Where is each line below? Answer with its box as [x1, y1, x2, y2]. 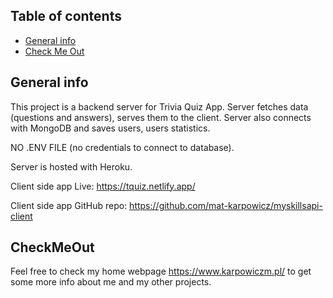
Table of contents [10, 8, 122, 25]
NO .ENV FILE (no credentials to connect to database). [10, 141, 235, 153]
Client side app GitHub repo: [10, 199, 128, 211]
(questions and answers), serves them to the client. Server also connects [10, 111, 312, 123]
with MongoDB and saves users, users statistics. [10, 122, 211, 134]
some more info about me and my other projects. [10, 276, 212, 288]
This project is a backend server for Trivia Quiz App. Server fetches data [10, 100, 309, 113]
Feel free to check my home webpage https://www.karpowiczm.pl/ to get [10, 265, 312, 278]
